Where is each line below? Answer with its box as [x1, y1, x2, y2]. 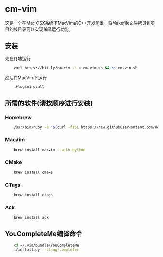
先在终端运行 [5, 55, 31, 61]
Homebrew [5, 114, 32, 120]
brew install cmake [14, 170, 53, 175]
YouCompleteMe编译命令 [5, 230, 82, 238]
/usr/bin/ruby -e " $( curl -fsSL [14, 125, 79, 130]
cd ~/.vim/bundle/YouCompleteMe [14, 243, 79, 248]
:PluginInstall [14, 84, 45, 89]
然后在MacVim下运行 [5, 74, 47, 81]
